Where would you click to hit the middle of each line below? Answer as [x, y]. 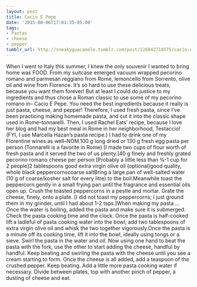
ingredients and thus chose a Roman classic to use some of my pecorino [94, 97]
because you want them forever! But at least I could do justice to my [88, 91]
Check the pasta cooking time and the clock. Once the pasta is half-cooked [97, 216]
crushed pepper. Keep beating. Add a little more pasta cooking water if [92, 265]
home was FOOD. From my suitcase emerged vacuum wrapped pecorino [94, 72]
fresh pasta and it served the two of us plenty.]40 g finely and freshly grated [98, 153]
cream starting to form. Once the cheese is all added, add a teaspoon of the [98, 259]
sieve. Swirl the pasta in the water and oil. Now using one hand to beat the [96, 240]
